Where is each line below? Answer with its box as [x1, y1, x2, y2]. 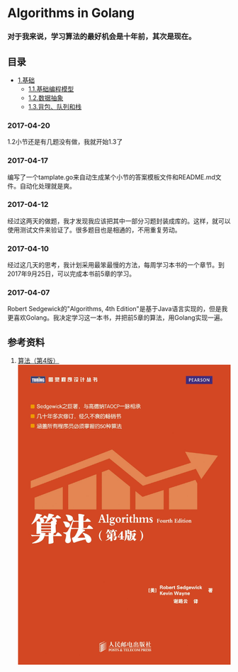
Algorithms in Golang [7, 5, 135, 21]
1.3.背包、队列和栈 [28, 102, 82, 111]
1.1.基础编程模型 [28, 84, 74, 93]
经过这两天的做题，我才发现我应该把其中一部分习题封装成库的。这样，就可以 [7, 216, 231, 225]
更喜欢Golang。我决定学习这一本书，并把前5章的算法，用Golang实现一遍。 [7, 313, 227, 322]
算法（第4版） [17, 357, 59, 365]
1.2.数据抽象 [28, 94, 64, 102]
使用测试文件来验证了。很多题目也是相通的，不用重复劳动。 [7, 225, 181, 234]
